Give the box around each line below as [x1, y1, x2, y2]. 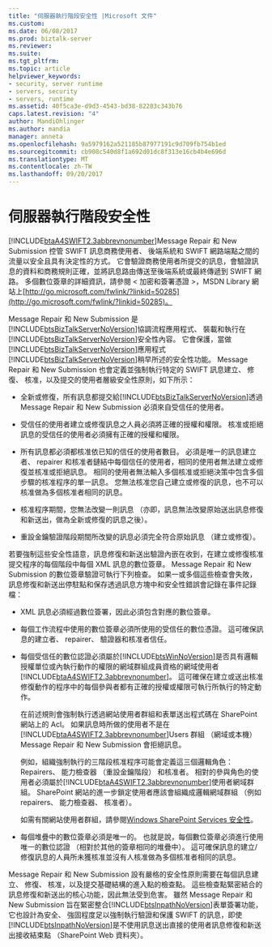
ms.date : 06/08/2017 [8, 27, 79, 35]
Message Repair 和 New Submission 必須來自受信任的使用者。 [19, 402, 229, 412]
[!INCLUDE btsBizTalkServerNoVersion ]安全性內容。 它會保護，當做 [8, 334, 232, 344]
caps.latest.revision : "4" [8, 110, 100, 118]
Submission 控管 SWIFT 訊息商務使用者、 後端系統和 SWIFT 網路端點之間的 [8, 246, 260, 255]
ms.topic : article [8, 65, 70, 73]
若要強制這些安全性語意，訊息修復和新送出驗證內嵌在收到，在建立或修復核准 [8, 549, 264, 559]
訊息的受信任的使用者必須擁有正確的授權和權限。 [19, 429, 184, 439]
